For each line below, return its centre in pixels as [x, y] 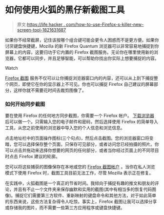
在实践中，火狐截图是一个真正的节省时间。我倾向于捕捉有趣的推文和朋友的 [80, 183]
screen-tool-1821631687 [41, 30]
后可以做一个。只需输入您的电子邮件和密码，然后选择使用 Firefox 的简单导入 [82, 122]
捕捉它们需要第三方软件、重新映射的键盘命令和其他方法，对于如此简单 [86, 195]
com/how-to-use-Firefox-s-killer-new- [105, 24]
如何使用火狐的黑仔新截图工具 [65, 10]
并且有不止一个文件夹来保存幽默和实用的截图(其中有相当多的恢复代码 [83, 189]
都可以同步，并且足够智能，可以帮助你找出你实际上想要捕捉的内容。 [90, 58]
